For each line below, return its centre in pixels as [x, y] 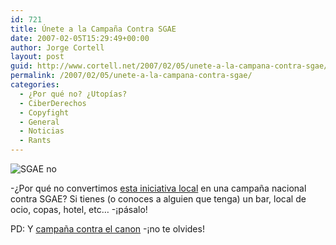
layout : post [37, 57]
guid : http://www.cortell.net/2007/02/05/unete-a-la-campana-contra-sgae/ [169, 66]
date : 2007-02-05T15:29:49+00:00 [80, 38]
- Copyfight [44, 112]
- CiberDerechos [53, 103]
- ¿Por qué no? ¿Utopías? [73, 94]
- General [39, 122]
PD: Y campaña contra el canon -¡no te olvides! [107, 229]
